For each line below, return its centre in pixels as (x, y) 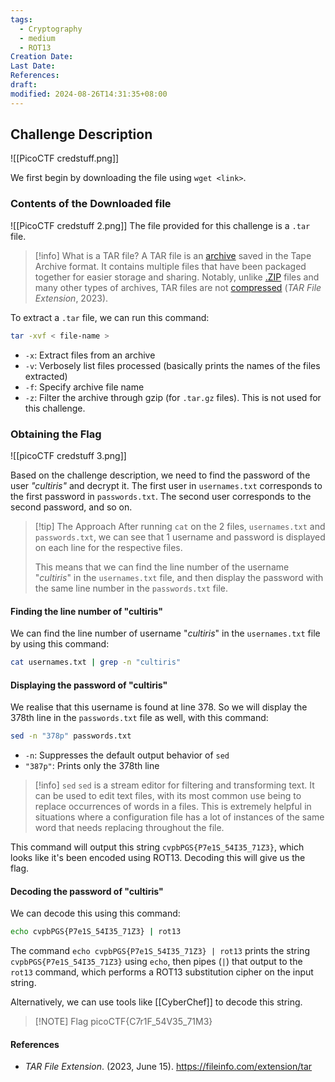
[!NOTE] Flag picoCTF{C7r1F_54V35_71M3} (123, 1022)
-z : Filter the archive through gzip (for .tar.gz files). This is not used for (173, 397)
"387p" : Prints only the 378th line (92, 766)
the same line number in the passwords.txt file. (131, 588)
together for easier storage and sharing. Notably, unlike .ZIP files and (177, 277)
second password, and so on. (71, 507)
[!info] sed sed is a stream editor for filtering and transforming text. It (174, 785)
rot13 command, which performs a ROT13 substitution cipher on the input (162, 972)
